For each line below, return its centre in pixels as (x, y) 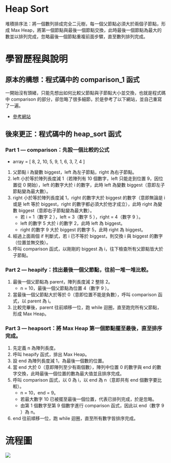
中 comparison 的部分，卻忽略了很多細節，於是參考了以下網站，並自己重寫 (83, 99)
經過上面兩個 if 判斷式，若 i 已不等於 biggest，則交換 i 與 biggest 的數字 (88, 236)
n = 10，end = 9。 (39, 393)
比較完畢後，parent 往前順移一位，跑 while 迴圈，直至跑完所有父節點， (87, 307)
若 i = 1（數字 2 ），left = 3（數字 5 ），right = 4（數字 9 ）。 (82, 217)
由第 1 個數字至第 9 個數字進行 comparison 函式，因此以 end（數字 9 (92, 406)
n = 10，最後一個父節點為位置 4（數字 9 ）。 (66, 288)
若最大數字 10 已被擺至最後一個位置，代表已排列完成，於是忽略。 (88, 399)
